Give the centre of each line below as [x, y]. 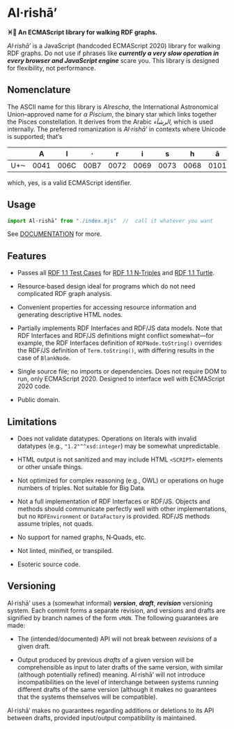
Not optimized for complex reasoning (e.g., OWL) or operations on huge [120, 480]
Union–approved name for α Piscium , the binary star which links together [112, 114]
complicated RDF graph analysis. [65, 294]
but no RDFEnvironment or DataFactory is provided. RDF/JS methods [114, 516]
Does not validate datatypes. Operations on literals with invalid [107, 439]
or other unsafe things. [50, 467]
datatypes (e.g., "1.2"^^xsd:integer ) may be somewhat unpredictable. [119, 446]
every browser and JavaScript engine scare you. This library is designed [113, 60]
